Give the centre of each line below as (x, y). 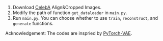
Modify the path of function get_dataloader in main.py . (70, 13)
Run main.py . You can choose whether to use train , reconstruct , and (85, 18)
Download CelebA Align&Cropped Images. (57, 7)
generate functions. (33, 23)
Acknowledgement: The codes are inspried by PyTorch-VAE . (69, 33)
